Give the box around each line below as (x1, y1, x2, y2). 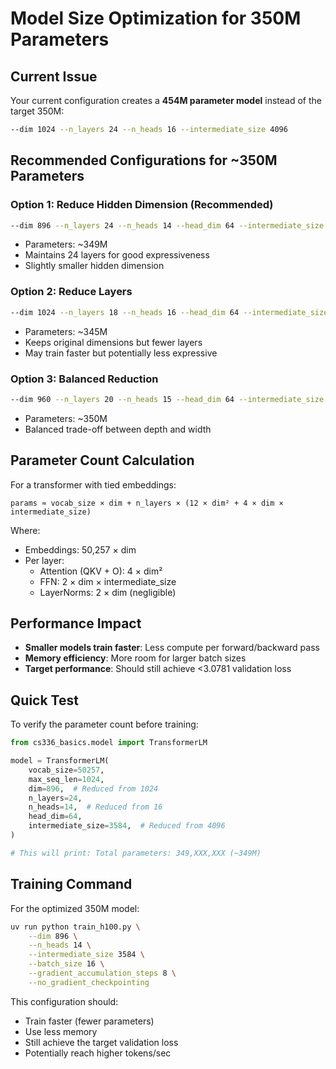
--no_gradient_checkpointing (28, 977, 150, 987)
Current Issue (10, 68, 98, 85)
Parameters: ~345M (24, 325, 108, 337)
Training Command (10, 876, 133, 893)
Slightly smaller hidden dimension (24, 260, 165, 272)
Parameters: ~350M (24, 412, 108, 424)
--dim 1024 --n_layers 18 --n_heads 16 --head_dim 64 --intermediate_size (10, 307, 329, 317)
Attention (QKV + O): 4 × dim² (39, 565, 163, 577)
